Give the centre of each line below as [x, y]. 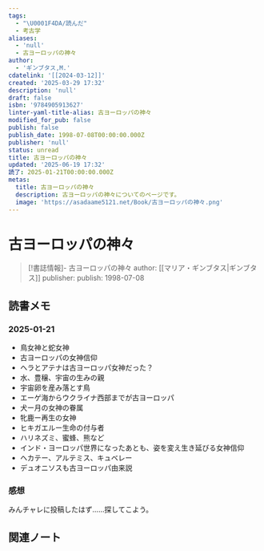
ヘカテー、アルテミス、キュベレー [76, 458]
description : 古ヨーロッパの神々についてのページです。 [98, 194]
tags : [17, 16]
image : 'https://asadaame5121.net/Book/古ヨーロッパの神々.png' [120, 202]
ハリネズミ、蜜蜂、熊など [62, 438]
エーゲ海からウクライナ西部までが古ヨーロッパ [97, 398]
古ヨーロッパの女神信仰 [58, 358]
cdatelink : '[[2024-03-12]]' [57, 75]
